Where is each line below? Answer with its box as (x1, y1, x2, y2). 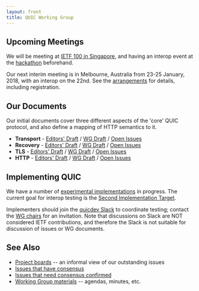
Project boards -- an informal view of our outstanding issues (14, 258, 165, 266)
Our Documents (6, 101, 67, 111)
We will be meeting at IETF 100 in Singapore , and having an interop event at (6, 52, 194, 60)
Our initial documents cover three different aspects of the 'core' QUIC (6, 117, 179, 124)
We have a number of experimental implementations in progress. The (6, 187, 178, 195)
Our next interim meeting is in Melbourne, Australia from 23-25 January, (6, 70, 185, 78)
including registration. (6, 84, 61, 91)
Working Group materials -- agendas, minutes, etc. (14, 278, 141, 285)
